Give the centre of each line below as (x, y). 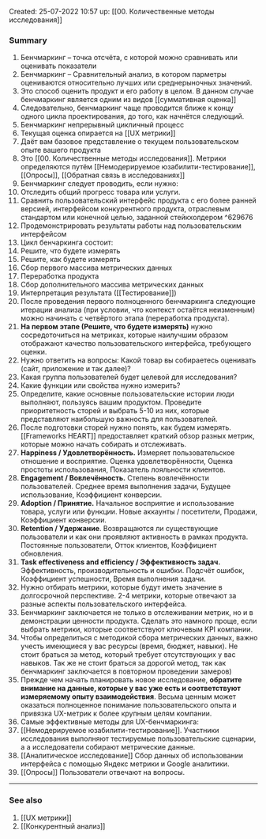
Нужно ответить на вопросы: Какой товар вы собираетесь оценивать (138, 360)
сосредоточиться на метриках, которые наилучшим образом (124, 335)
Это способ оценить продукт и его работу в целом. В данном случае (137, 91)
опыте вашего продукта (61, 150)
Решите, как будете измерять (70, 260)
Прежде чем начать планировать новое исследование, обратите (131, 680)
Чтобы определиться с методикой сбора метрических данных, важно (139, 638)
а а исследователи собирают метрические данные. (108, 747)
